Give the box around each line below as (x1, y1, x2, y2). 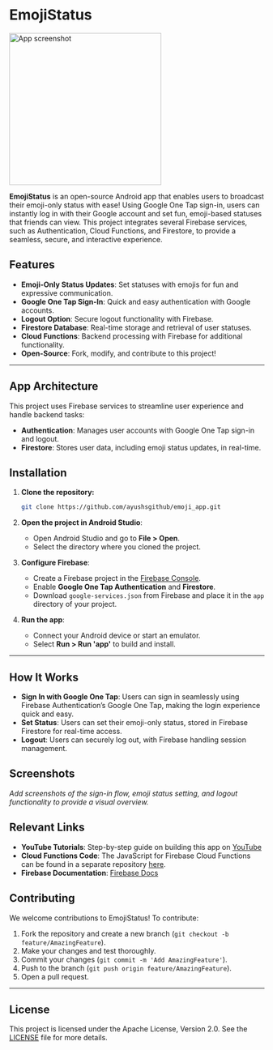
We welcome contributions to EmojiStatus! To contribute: (9, 913, 199, 923)
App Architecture (9, 379, 99, 394)
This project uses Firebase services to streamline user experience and (9, 401, 244, 411)
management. (20, 744, 68, 753)
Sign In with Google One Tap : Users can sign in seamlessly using (20, 692, 240, 702)
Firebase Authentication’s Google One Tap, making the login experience (20, 701, 261, 711)
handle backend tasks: (9, 409, 85, 419)
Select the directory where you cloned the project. (32, 542, 202, 552)
